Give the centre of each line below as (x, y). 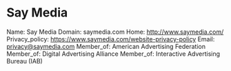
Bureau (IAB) (24, 61)
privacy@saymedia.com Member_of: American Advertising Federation (106, 46)
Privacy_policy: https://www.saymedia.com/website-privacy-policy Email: (111, 39)
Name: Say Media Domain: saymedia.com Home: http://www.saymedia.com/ (115, 32)
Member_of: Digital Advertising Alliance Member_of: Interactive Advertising (113, 54)
